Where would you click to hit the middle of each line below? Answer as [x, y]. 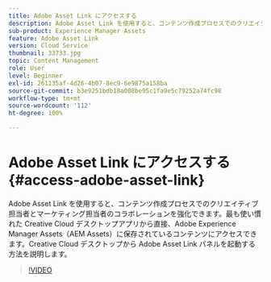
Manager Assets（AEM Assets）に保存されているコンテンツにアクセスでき [133, 234]
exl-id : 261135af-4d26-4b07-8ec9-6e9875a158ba [88, 83]
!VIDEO [40, 270]
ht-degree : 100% [35, 114]
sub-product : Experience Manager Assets [77, 31]
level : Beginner [35, 76]
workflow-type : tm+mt [45, 98]
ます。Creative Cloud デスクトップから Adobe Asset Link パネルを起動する [132, 243]
